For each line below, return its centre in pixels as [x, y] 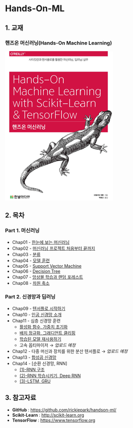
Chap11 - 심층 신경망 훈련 [36, 321]
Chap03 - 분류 [26, 254]
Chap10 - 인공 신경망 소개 [37, 314]
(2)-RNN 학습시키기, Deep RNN [50, 375]
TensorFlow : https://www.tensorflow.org [54, 420]
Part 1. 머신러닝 [22, 231]
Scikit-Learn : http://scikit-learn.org [48, 415]
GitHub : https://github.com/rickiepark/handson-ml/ [64, 410]
